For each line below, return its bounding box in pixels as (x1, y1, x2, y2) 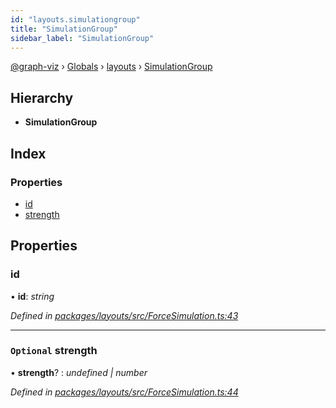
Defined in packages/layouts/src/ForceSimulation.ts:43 (10, 309, 239, 321)
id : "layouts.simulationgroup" (10, 14, 141, 25)
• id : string (10, 290, 55, 302)
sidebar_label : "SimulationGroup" (10, 33, 155, 43)
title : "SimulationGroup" (10, 24, 118, 34)
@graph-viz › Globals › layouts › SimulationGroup (10, 61, 213, 73)
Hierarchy (10, 89, 74, 106)
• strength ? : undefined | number (10, 366, 148, 378)
